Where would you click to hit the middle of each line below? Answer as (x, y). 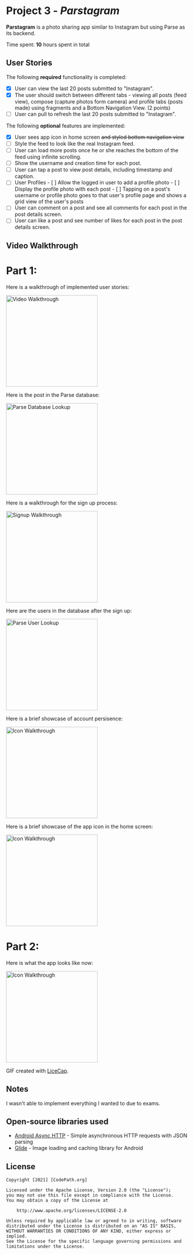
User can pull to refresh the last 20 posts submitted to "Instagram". (95, 114)
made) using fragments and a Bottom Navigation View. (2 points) (92, 108)
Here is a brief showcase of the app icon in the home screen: (80, 826)
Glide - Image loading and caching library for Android (79, 1148)
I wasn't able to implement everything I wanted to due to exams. (83, 1103)
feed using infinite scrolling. (48, 157)
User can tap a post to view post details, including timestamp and (93, 170)
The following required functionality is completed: (66, 77)
